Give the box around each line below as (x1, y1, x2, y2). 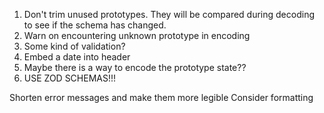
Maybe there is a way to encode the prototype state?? (23, 62, 247, 73)
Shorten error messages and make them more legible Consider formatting (9, 92, 314, 103)
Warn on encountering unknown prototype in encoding (23, 30, 251, 41)
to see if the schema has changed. (23, 19, 167, 31)
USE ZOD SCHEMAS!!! (23, 72, 117, 84)
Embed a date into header (23, 51, 131, 63)
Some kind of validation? (23, 40, 126, 52)
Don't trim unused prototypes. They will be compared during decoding (23, 9, 315, 20)
